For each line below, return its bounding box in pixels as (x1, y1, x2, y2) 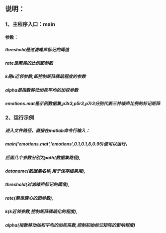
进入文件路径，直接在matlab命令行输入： (5, 127, 90, 133)
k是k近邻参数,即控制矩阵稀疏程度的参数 (5, 74, 86, 80)
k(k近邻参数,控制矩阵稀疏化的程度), (5, 209, 78, 215)
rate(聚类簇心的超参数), (5, 195, 54, 201)
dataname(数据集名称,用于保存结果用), (5, 168, 85, 174)
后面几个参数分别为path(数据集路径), (5, 154, 81, 160)
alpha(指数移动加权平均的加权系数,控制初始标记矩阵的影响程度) (5, 222, 136, 228)
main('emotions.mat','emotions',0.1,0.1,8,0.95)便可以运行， (5, 141, 130, 147)
